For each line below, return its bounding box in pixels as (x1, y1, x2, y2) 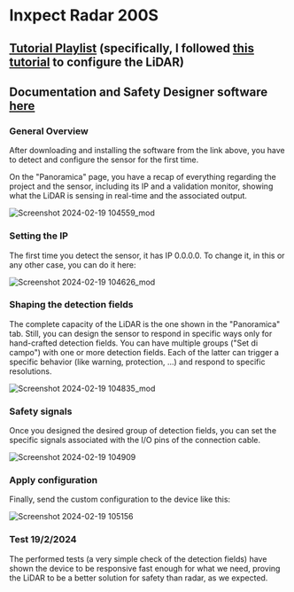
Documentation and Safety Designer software (9, 84, 268, 99)
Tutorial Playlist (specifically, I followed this (9, 41, 255, 56)
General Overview (9, 125, 89, 137)
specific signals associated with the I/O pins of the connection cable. (9, 435, 261, 446)
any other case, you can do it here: (9, 259, 136, 270)
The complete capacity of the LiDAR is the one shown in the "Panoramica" (9, 318, 281, 329)
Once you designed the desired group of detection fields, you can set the (9, 425, 277, 436)
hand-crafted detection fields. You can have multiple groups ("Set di (9, 338, 259, 348)
